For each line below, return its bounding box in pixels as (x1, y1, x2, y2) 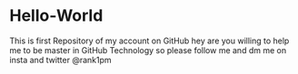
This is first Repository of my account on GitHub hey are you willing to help (9, 35, 290, 46)
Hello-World (9, 5, 104, 26)
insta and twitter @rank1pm (9, 54, 112, 65)
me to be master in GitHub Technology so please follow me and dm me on (9, 44, 287, 55)
